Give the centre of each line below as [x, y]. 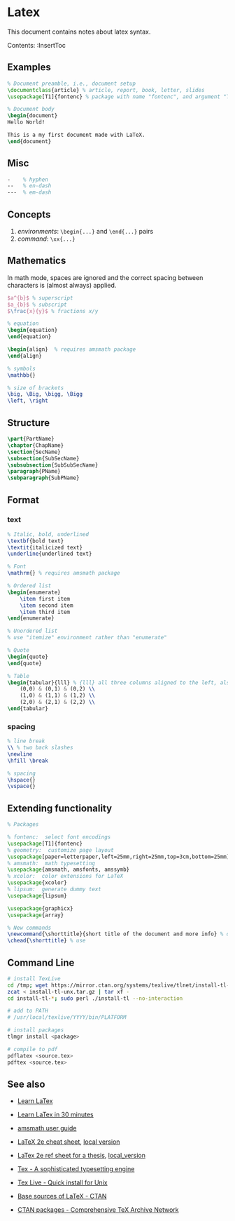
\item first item [45, 599]
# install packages [36, 1030]
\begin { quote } [28, 657]
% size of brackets [36, 388]
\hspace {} [22, 780]
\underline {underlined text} [50, 554]
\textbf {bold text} [36, 541]
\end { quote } [24, 663]
